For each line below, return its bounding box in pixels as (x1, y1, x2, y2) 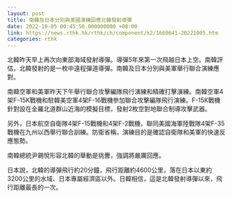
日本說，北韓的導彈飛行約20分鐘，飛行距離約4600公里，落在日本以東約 (7, 166, 213, 175)
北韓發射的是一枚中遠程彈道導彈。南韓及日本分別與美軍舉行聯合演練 (19, 64, 213, 72)
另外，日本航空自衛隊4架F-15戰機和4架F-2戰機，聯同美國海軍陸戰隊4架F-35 (7, 119, 225, 128)
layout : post (7, 10, 45, 17)
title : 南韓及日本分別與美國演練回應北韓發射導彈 (7, 17, 132, 23)
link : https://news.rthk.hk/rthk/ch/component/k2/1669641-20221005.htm (7, 29, 218, 37)
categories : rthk (7, 36, 57, 43)
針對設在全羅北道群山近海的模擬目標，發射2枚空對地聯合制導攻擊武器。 (7, 105, 211, 113)
